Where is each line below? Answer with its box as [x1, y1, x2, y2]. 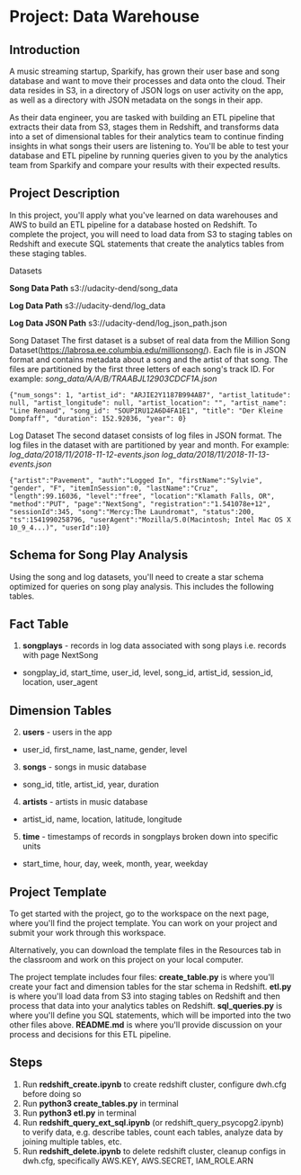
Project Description [9, 186, 120, 201]
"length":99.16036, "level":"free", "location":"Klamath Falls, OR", [9, 492, 276, 501]
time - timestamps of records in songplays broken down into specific [22, 832, 279, 842]
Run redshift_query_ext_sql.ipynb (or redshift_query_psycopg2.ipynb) [22, 1117, 285, 1127]
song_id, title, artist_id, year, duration [22, 779, 160, 790]
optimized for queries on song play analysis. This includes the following [9, 581, 274, 592]
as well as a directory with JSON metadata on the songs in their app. [9, 94, 263, 105]
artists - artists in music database [22, 797, 148, 807]
